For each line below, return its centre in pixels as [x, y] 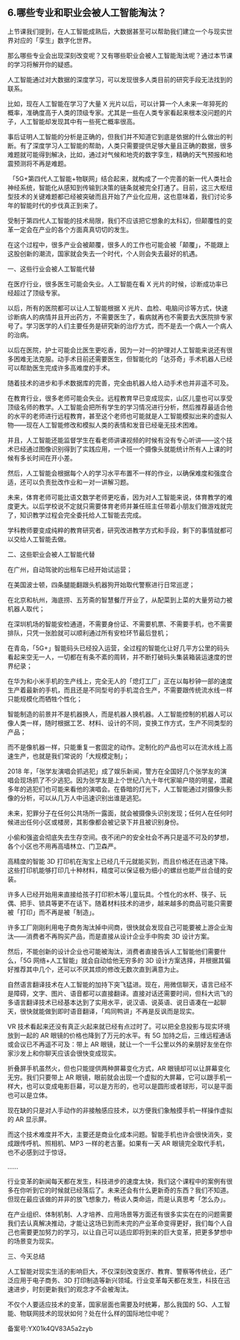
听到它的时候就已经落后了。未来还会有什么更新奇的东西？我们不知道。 [129, 1190]
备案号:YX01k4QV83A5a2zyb [50, 1328]
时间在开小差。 [54, 458]
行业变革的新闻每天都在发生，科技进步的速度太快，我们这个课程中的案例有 [117, 1181]
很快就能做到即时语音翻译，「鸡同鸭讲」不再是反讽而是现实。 [109, 1011]
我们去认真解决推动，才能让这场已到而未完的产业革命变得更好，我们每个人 [117, 1223]
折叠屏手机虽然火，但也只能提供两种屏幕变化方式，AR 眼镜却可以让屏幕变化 [119, 1068]
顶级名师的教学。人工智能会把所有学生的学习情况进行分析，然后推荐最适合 [117, 407]
